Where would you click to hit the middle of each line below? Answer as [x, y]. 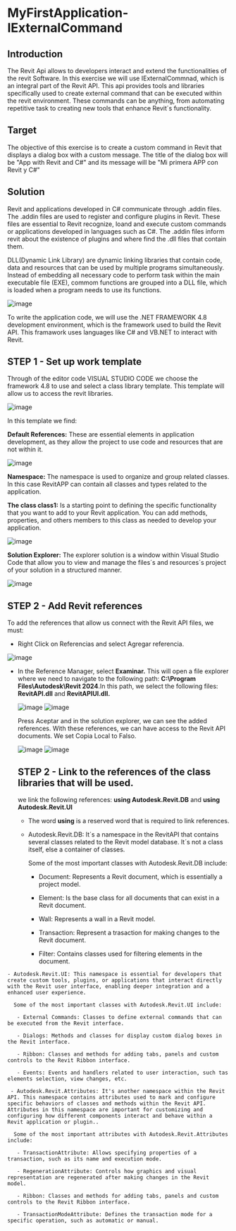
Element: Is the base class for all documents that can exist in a [129, 898]
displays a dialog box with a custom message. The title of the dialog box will [118, 155]
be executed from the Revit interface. [66, 1024]
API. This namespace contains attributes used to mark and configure [112, 1098]
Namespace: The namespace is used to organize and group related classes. [118, 477]
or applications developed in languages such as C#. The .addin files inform [116, 231]
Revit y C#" [24, 170]
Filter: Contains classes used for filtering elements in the [120, 954]
